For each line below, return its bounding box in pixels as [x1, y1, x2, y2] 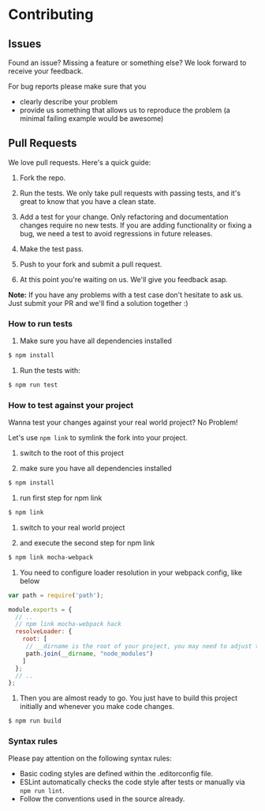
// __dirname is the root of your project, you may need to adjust [25, 643, 252, 651]
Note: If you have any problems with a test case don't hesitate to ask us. [8, 290, 244, 300]
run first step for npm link [19, 493, 103, 503]
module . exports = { [8, 605, 73, 613]
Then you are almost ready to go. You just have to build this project [19, 693, 238, 703]
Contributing [8, 6, 94, 24]
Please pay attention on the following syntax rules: [8, 753, 172, 764]
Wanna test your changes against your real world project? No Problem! [8, 417, 238, 428]
